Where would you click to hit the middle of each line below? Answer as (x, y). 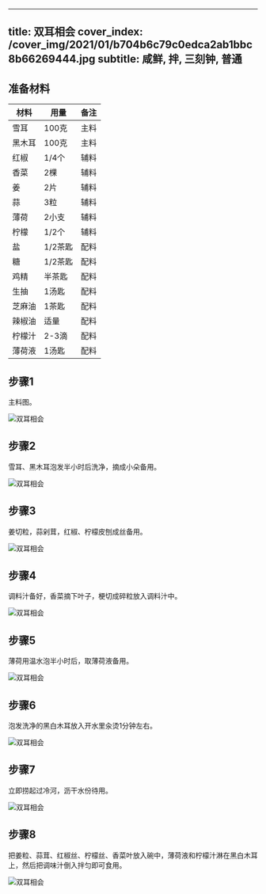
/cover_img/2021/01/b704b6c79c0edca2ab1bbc (131, 45)
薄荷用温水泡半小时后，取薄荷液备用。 (70, 661)
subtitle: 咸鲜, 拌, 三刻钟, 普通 (170, 59)
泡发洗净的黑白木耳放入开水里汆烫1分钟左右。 (82, 726)
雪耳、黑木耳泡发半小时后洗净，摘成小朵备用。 (84, 466)
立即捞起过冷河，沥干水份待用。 (60, 790)
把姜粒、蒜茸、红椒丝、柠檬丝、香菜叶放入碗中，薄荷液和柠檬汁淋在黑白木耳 (133, 855)
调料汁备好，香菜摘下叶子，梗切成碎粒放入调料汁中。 (95, 596)
